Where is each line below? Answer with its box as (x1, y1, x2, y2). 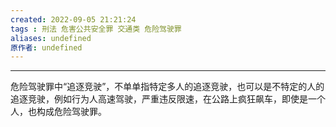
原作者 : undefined (10, 42, 83, 53)
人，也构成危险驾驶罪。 (10, 106, 107, 118)
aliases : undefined (10, 33, 92, 43)
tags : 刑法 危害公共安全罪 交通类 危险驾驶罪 (10, 24, 182, 34)
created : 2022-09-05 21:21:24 (10, 14, 137, 25)
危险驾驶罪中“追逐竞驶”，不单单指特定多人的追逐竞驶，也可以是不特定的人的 (10, 81, 325, 93)
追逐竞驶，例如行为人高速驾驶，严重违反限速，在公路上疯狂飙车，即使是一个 (10, 93, 326, 105)
